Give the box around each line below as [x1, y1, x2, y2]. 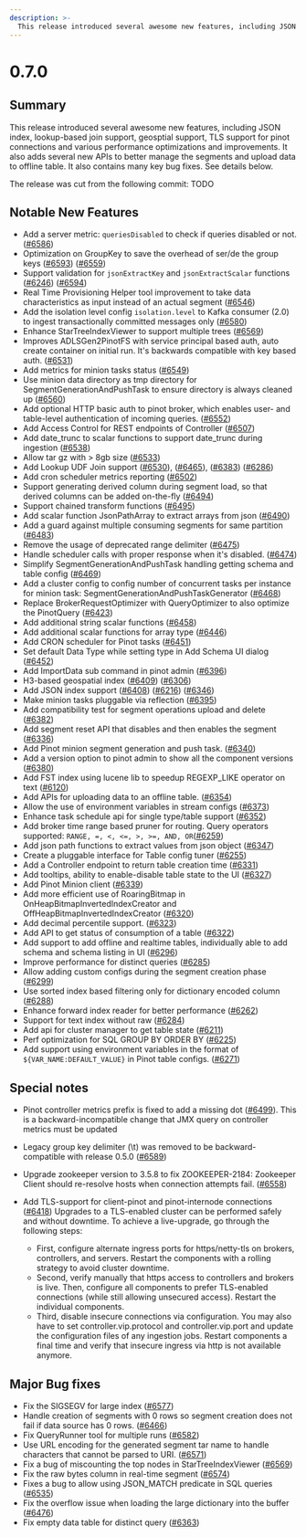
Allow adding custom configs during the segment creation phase [22, 966, 267, 977]
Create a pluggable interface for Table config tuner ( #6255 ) [22, 850, 248, 861]
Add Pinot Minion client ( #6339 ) [22, 879, 143, 890]
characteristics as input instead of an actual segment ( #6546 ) [22, 297, 256, 308]
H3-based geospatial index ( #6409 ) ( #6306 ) [22, 675, 192, 686]
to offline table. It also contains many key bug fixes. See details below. [9, 161, 274, 172]
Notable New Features [9, 205, 140, 220]
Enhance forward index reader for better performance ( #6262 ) [22, 1005, 259, 1016]
